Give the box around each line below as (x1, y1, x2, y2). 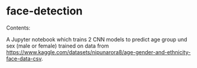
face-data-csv (6, 55, 42, 62)
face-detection (6, 4, 83, 18)
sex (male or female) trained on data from (6, 42, 109, 49)
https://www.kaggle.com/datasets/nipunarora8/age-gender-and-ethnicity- (6, 48, 191, 55)
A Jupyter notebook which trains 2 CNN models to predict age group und (6, 36, 187, 43)
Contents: (6, 24, 31, 31)
